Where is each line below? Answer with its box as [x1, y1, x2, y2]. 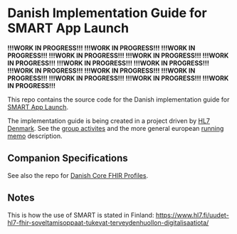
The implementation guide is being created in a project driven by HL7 [7, 116, 211, 125]
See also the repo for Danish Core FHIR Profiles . [7, 171, 148, 179]
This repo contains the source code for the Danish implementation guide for [7, 95, 230, 104]
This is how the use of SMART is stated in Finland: [7, 211, 154, 219]
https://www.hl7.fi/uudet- [155, 211, 229, 219]
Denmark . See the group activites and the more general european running [7, 124, 224, 132]
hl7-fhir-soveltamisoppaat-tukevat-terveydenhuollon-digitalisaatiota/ [7, 218, 209, 227]
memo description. [7, 132, 63, 140]
